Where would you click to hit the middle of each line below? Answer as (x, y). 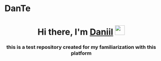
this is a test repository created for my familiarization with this (81, 47)
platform (81, 53)
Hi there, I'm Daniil (75, 32)
